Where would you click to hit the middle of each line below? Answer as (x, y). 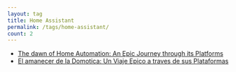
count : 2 (20, 34)
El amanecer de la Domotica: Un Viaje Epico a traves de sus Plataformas (123, 61)
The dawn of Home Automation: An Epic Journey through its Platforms (120, 54)
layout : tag (25, 14)
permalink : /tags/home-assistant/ (58, 27)
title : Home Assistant (41, 20)
